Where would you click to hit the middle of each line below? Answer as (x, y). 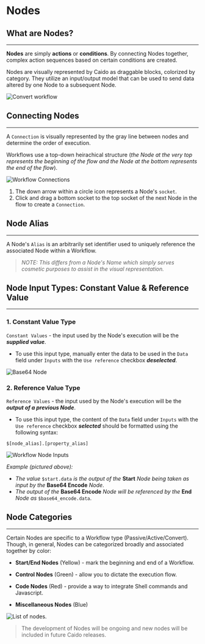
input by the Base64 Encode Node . (60, 485)
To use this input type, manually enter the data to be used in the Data (102, 353)
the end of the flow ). (32, 167)
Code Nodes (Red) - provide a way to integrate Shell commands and (101, 586)
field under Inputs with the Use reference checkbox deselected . (96, 360)
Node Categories (39, 517)
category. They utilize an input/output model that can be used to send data (100, 78)
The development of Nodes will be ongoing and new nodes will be (104, 628)
